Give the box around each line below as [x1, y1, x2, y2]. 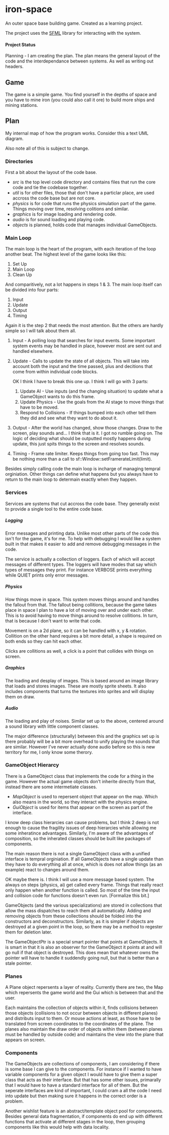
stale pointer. [5, 960, 33, 966]
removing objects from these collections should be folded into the [5, 913, 142, 919]
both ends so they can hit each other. [5, 638, 82, 644]
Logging [5, 518, 23, 524]
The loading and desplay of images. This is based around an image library [5, 677, 159, 683]
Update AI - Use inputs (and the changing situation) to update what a [20, 388, 163, 394]
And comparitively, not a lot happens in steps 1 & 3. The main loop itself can [5, 281, 162, 288]
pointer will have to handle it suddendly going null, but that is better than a [5, 955, 159, 961]
